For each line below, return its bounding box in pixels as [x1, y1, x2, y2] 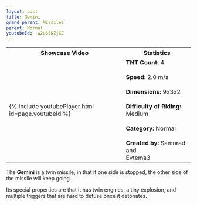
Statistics [143, 49, 171, 57]
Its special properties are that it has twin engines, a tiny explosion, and [6, 186, 176, 193]
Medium [125, 110, 148, 118]
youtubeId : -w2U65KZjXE [6, 30, 64, 36]
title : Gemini [6, 14, 41, 20]
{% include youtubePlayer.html [9, 102, 94, 111]
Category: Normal [125, 124, 176, 132]
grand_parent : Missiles [6, 19, 64, 25]
